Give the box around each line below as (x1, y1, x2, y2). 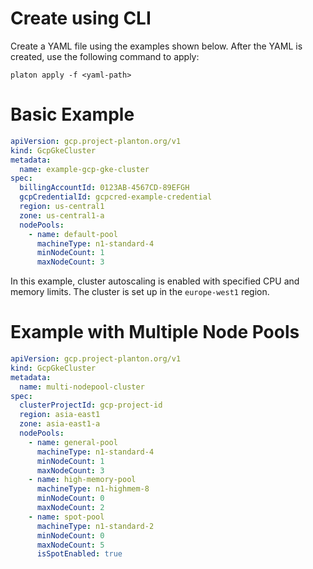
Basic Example (10, 103, 135, 126)
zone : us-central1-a (19, 210, 105, 221)
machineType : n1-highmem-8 (36, 484, 150, 494)
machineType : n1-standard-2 (36, 521, 155, 531)
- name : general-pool (28, 437, 118, 447)
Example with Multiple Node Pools (10, 321, 300, 344)
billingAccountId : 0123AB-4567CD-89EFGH (19, 183, 190, 193)
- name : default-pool (28, 229, 118, 239)
